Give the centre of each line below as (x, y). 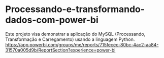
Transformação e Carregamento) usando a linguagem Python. (70, 39)
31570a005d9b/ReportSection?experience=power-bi (60, 50)
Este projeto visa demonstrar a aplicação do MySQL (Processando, (75, 34)
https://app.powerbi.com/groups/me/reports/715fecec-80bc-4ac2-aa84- (82, 44)
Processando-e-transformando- (75, 9)
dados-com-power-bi (52, 20)
